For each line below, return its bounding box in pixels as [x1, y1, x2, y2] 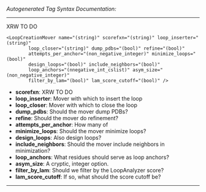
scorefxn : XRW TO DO [15, 88, 73, 96]
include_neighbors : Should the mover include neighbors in [15, 140, 165, 148]
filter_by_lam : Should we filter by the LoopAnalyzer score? [15, 167, 164, 174]
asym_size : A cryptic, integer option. [15, 160, 109, 167]
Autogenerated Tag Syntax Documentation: [6, 6, 116, 12]
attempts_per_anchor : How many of [15, 121, 109, 128]
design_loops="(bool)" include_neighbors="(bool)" [28, 61, 161, 67]
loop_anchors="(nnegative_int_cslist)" [28, 67, 131, 73]
